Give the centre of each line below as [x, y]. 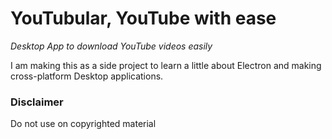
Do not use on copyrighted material [83, 124]
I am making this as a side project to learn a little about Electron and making [166, 65]
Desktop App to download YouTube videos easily [111, 46]
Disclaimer [37, 102]
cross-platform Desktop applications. [87, 76]
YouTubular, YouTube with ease [143, 18]
